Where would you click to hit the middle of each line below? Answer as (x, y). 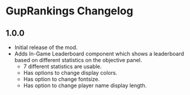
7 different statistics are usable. (62, 66)
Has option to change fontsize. (62, 79)
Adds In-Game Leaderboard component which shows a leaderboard (99, 54)
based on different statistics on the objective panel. (78, 60)
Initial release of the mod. (46, 47)
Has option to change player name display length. (85, 85)
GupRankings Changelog (69, 11)
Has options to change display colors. (70, 73)
